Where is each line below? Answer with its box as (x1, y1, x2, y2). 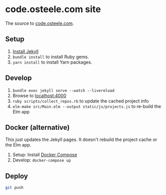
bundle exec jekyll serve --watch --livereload (12, 88, 115, 93)
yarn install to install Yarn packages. (12, 59, 92, 65)
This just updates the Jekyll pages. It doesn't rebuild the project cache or (5, 136, 157, 142)
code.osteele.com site (5, 4, 101, 15)
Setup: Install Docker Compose (12, 152, 77, 158)
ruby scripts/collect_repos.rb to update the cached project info (12, 97, 149, 104)
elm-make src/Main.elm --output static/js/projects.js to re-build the (12, 103, 161, 109)
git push (5, 185, 24, 190)
